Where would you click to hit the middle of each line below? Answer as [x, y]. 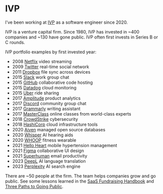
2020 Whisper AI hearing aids [42, 135]
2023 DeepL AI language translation [49, 161]
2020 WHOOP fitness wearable [44, 140]
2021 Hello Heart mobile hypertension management [65, 145]
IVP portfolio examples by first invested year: [51, 52]
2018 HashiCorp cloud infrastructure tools [55, 124]
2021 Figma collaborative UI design [48, 151]
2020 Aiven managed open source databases [59, 129]
